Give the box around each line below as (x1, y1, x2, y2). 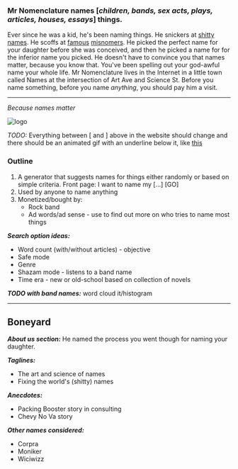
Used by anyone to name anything (17, 187, 118, 196)
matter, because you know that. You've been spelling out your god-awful (7, 61, 220, 69)
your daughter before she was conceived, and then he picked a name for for (7, 45, 230, 55)
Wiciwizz (17, 455, 45, 463)
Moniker (17, 447, 42, 456)
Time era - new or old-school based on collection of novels (17, 275, 191, 283)
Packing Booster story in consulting (17, 405, 122, 413)
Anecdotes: (7, 391, 42, 400)
